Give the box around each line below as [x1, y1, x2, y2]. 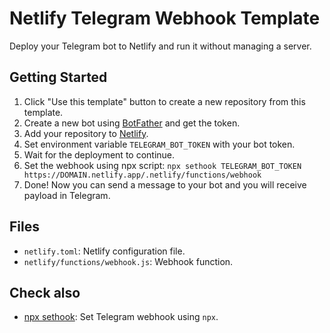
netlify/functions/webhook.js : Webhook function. [23, 255, 234, 267]
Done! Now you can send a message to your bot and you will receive [23, 178, 307, 191]
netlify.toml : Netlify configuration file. [23, 245, 186, 257]
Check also [9, 284, 81, 301]
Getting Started [9, 69, 108, 86]
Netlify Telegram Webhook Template [9, 7, 321, 30]
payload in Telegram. [23, 189, 111, 201]
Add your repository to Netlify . [23, 127, 149, 139]
